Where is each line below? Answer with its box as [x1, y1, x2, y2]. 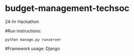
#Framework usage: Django [5, 45, 60, 51]
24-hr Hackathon [5, 19, 40, 24]
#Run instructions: [5, 28, 41, 34]
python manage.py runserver [5, 37, 62, 42]
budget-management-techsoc [5, 3, 130, 14]
